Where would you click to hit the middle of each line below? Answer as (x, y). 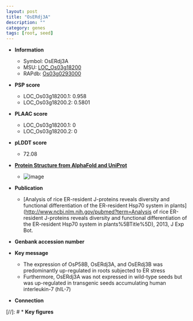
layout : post (22, 11)
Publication (29, 188)
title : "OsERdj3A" (28, 17)
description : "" (26, 22)
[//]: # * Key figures (30, 312)
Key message (31, 253)
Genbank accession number (49, 242)
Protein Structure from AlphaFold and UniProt (71, 165)
